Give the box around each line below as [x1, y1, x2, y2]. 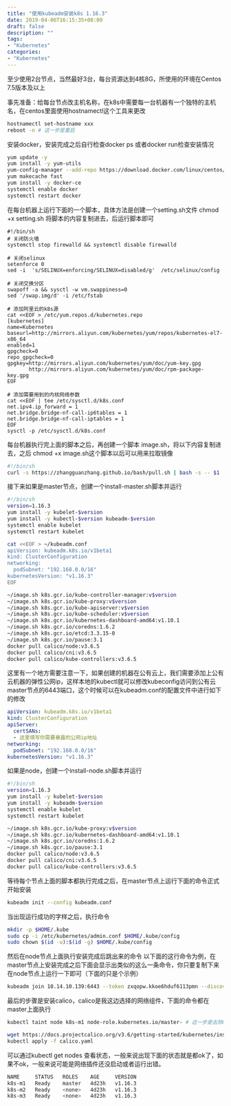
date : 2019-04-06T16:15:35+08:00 [7, 17, 103, 23]
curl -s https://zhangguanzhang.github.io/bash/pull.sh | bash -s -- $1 [7, 469, 220, 476]
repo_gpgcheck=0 [7, 354, 54, 360]
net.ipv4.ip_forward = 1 [7, 403, 78, 410]
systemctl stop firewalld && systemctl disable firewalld [7, 241, 177, 248]
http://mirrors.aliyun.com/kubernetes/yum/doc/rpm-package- [28, 366, 205, 373]
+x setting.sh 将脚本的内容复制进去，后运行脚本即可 [7, 214, 155, 223]
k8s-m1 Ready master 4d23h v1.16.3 [7, 1080, 137, 1087]
